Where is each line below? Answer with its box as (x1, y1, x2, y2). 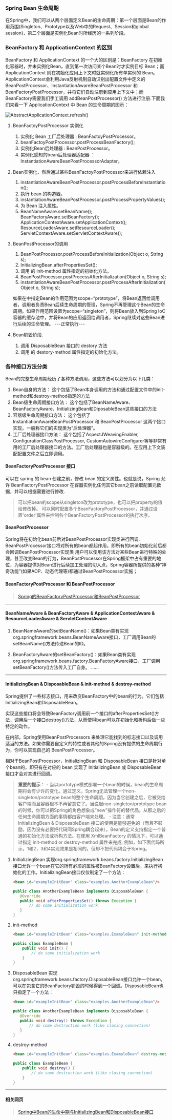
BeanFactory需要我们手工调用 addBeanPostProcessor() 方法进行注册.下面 (5, 95, 161, 101)
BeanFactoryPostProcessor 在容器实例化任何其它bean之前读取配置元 (11, 482, 157, 488)
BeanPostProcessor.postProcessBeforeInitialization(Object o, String (20, 251, 163, 257)
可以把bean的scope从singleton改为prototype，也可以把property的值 (17, 499, 163, 505)
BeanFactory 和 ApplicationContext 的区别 (5, 44, 113, 51)
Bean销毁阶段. (12, 332, 44, 338)
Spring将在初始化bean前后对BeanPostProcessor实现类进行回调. (5, 536, 140, 542)
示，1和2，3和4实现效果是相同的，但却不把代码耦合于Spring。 (17, 845, 150, 851)
